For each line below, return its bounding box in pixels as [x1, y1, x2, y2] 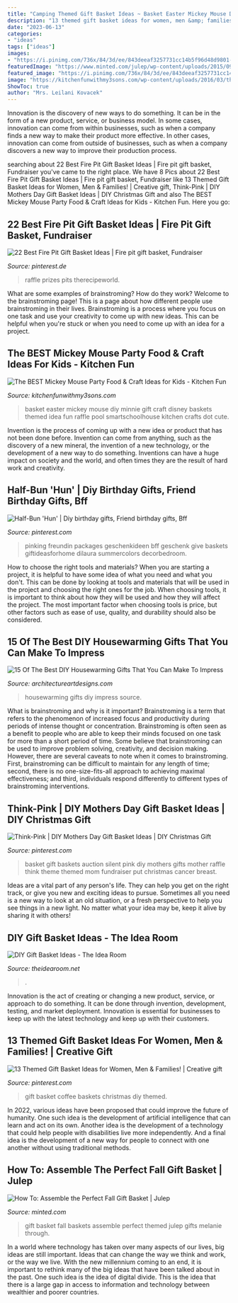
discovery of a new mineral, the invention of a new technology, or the [7, 440, 210, 450]
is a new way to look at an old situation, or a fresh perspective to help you [7, 897, 223, 905]
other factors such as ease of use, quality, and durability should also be [7, 608, 216, 616]
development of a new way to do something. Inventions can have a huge [7, 448, 220, 457]
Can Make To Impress [7, 647, 105, 659]
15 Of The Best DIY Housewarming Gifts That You [7, 635, 229, 648]
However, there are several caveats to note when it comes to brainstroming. [7, 752, 228, 761]
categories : [7, 30, 42, 38]
